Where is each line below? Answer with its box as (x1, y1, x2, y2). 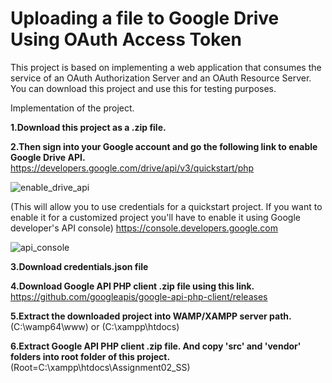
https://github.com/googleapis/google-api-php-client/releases (10, 290, 268, 302)
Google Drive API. (10, 151, 86, 163)
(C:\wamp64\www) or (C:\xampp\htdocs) (10, 320, 180, 332)
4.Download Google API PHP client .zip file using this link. (10, 280, 255, 292)
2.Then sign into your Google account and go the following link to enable (10, 140, 318, 152)
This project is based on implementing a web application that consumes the (10, 61, 322, 73)
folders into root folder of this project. (10, 350, 171, 362)
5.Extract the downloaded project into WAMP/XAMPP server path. (10, 310, 292, 322)
